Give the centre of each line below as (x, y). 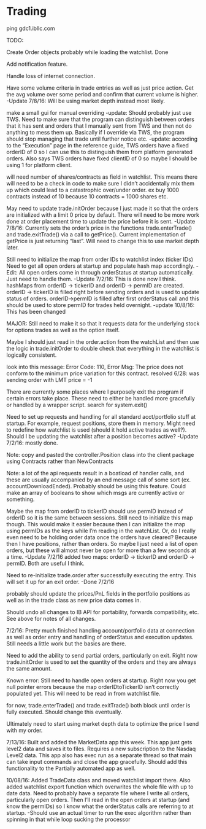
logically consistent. (32, 355)
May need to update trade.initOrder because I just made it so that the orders (102, 208)
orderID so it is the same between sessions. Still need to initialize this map (100, 518)
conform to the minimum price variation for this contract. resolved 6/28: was (103, 373)
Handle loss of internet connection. (51, 76)
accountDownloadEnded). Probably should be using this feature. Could (96, 486)
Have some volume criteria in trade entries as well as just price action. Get (100, 88)
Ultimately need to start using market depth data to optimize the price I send (103, 723)
